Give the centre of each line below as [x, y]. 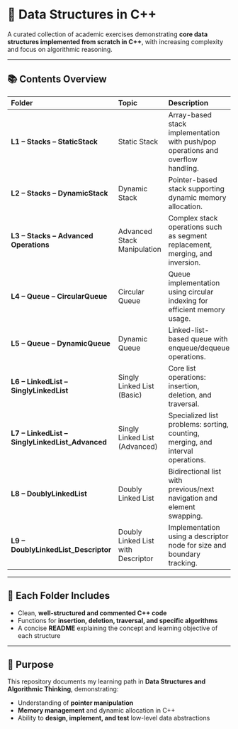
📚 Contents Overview [57, 79]
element [182, 506]
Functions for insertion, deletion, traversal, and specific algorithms [118, 620]
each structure [39, 635]
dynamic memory [197, 197]
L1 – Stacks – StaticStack [54, 142]
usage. [180, 318]
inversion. [185, 262]
